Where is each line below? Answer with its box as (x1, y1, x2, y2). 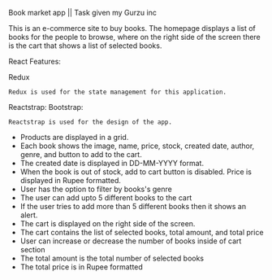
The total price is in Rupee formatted (19, 262, 144, 272)
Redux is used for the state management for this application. (8, 88, 227, 96)
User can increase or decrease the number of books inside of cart (19, 236, 242, 246)
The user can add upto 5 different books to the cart (19, 193, 192, 203)
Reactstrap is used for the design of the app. (8, 118, 173, 126)
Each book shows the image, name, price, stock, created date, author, (19, 141, 255, 151)
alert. (19, 210, 38, 220)
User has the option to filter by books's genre (19, 184, 172, 194)
